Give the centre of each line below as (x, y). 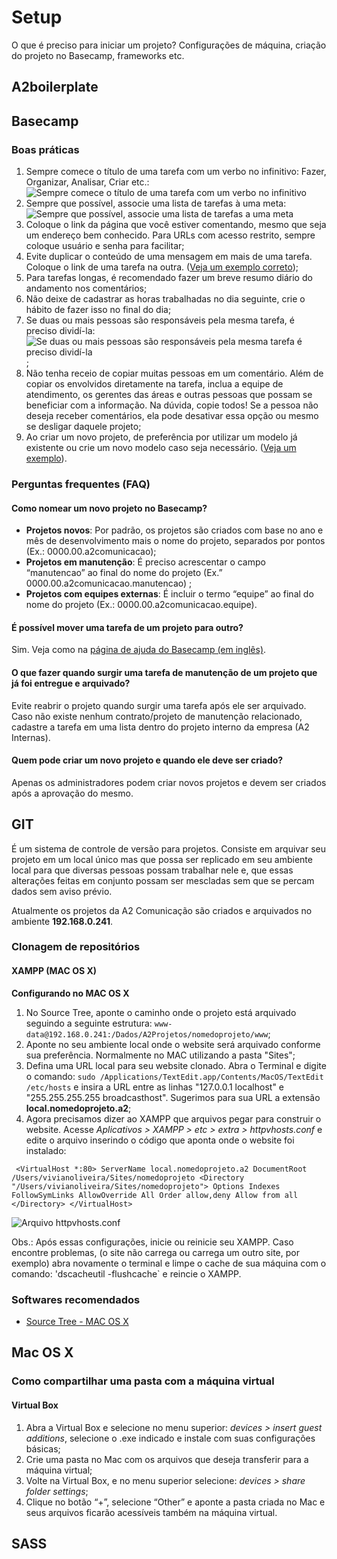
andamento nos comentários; (86, 288)
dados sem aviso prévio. (62, 891)
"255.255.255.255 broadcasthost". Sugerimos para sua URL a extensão (173, 1097)
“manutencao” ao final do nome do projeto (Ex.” (124, 573)
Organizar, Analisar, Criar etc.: (87, 182)
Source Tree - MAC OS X (77, 1321)
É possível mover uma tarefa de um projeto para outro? (127, 627)
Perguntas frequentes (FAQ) (81, 484)
